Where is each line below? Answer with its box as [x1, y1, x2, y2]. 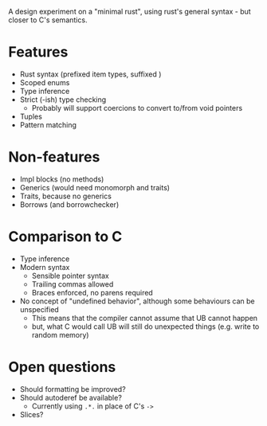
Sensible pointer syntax [31, 271, 109, 280]
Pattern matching [19, 119, 77, 130]
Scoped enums [19, 77, 70, 87]
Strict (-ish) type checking [19, 95, 107, 104]
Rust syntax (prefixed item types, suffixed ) [19, 69, 162, 79]
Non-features [8, 148, 100, 166]
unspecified [19, 304, 60, 314]
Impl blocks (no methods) [19, 174, 104, 184]
